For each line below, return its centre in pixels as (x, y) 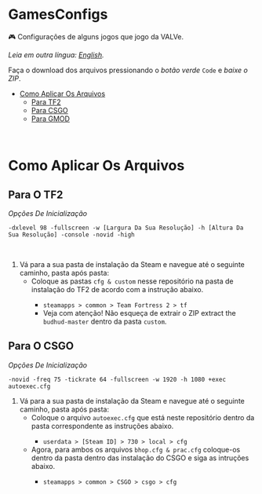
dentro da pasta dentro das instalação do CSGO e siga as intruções (140, 458)
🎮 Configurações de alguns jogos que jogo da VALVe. (96, 36)
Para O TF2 (36, 194)
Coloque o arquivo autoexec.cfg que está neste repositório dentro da (143, 417)
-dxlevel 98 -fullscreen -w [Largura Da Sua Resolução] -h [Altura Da (126, 228)
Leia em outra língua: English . (56, 55)
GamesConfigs (58, 15)
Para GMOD (51, 119)
